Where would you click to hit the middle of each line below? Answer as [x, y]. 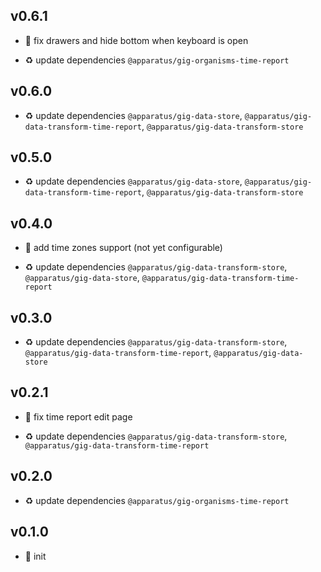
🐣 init [35, 556]
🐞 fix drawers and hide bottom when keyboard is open [136, 40]
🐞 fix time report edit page [78, 416]
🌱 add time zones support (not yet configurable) [123, 248]
